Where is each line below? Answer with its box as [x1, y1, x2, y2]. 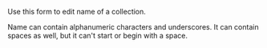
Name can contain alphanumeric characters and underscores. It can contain [7, 22, 259, 31]
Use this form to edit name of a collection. [7, 7, 146, 16]
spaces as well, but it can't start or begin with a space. [7, 31, 188, 40]
